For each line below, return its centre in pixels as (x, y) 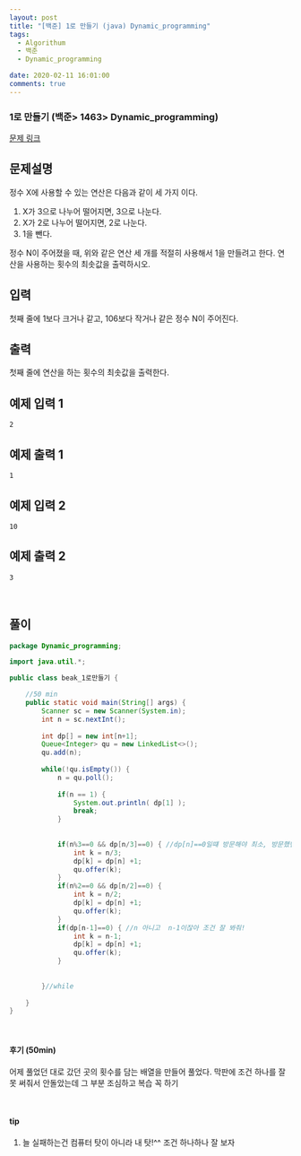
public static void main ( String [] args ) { (106, 703)
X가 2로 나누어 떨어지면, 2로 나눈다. (85, 222)
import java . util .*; (48, 662)
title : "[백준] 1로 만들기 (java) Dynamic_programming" (110, 26)
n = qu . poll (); (86, 778)
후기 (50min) (33, 1049)
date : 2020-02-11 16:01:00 (60, 76)
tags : (19, 34)
